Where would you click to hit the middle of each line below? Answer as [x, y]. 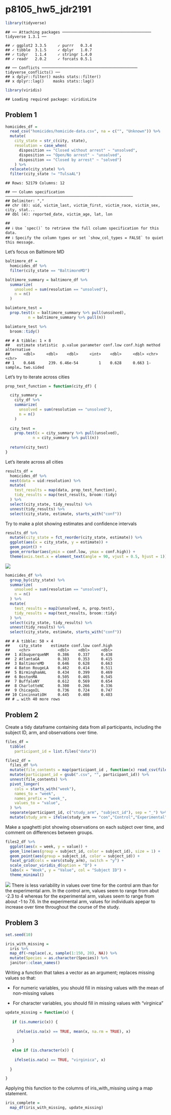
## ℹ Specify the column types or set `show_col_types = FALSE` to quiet [84, 238]
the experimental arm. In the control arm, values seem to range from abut [82, 890]
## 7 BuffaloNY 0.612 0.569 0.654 [59, 682]
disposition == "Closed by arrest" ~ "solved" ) [70, 160]
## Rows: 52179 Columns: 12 [35, 183]
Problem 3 [22, 923]
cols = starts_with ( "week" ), [45, 789]
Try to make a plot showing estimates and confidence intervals [71, 524]
